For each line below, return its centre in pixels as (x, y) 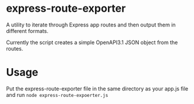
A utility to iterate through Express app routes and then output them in (91, 25)
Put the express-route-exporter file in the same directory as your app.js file (97, 88)
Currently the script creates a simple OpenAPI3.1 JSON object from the (92, 42)
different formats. (27, 31)
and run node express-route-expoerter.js (57, 95)
